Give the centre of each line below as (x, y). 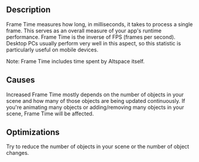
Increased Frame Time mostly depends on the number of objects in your (95, 94)
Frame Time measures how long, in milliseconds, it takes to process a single (99, 24)
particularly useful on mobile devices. (52, 50)
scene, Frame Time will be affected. (50, 114)
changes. (18, 153)
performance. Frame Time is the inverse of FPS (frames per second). (91, 37)
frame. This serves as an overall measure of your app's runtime (84, 30)
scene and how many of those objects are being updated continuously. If (96, 100)
